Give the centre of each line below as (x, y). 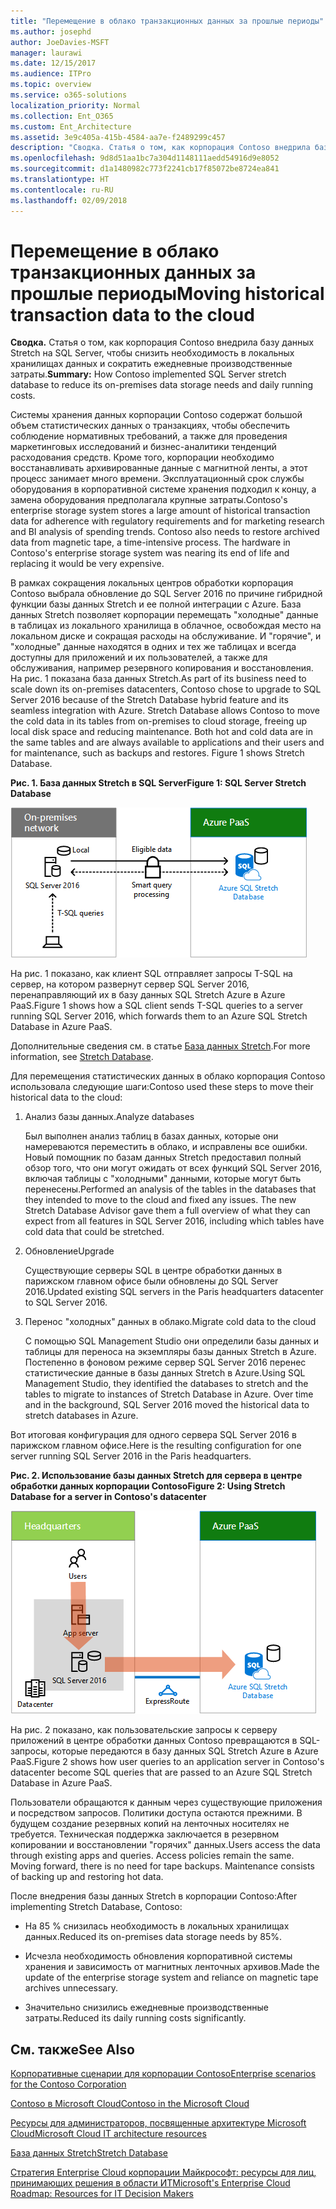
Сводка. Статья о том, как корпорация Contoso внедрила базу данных (162, 342)
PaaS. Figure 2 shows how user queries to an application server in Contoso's (167, 1762)
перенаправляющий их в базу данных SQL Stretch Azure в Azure (148, 995)
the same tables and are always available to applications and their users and (167, 742)
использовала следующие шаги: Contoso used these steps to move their (162, 1087)
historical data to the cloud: (66, 1097)
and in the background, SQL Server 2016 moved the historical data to (167, 1405)
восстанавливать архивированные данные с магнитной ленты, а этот (159, 468)
